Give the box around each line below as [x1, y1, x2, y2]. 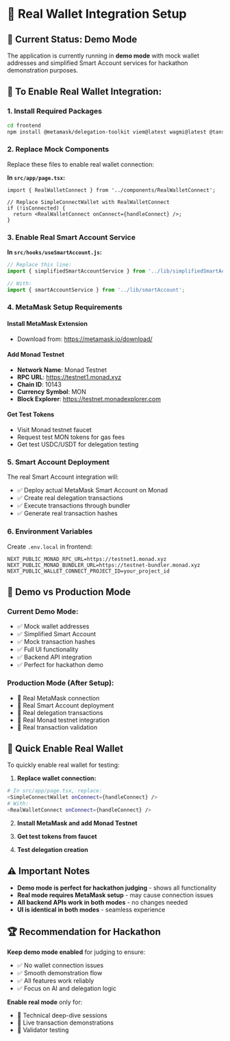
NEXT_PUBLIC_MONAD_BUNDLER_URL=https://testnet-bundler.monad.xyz [7, 562, 201, 568]
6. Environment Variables [7, 527, 93, 536]
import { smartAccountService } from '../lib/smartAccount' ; [7, 286, 186, 293]
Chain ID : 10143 [16, 380, 62, 388]
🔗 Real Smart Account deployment [16, 701, 114, 710]
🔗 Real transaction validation [16, 723, 98, 731]
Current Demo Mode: [7, 606, 79, 616]
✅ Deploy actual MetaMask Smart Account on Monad [16, 486, 168, 494]
